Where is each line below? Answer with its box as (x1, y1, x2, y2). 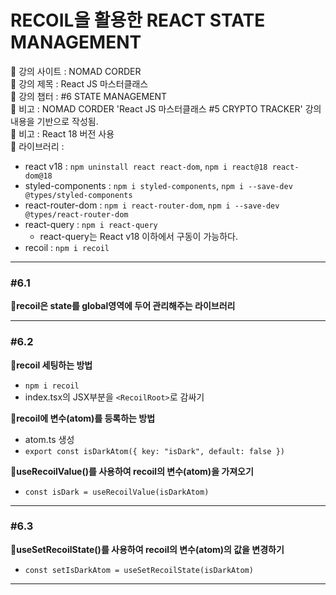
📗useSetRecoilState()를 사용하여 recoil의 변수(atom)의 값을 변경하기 (10, 543, 285, 555)
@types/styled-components (24, 190, 133, 200)
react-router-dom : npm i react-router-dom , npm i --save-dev (24, 199, 280, 211)
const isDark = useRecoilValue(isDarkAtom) (24, 487, 210, 497)
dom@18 (24, 171, 53, 181)
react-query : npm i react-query (24, 218, 158, 230)
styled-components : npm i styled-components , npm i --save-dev (24, 179, 293, 191)
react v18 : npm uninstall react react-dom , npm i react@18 (24, 160, 268, 172)
